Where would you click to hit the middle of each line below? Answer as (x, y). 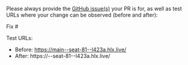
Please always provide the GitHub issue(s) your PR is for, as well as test (94, 9)
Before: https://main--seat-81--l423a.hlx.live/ (70, 49)
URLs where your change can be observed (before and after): (82, 15)
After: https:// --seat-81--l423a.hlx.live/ (62, 56)
